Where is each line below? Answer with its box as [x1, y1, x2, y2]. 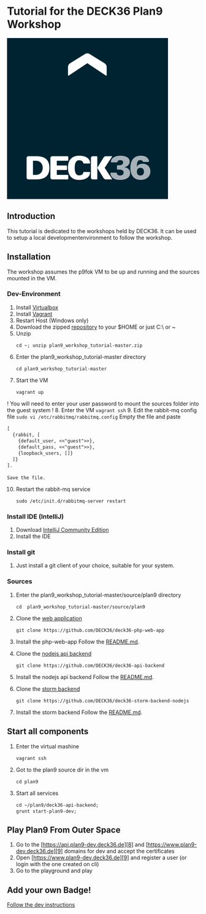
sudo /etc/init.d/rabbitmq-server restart [15, 498, 126, 504]
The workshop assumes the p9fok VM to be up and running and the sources [7, 268, 200, 275]
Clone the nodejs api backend [15, 650, 91, 657]
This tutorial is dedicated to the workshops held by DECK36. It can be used [7, 227, 197, 234]
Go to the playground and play [15, 867, 93, 875]
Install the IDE [15, 532, 51, 540]
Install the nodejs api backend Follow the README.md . [15, 673, 154, 680]
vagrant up [15, 389, 44, 395]
